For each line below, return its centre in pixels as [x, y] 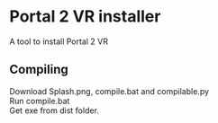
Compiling [39, 70]
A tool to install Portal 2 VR [59, 41]
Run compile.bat [40, 101]
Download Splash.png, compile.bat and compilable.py [109, 91]
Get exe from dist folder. [54, 110]
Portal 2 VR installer [85, 17]
